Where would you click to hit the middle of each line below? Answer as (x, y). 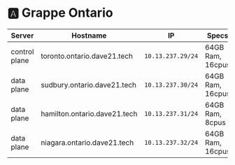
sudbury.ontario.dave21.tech (89, 85)
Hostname (89, 35)
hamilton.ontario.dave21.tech (89, 113)
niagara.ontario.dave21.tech (87, 143)
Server (22, 35)
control (22, 52)
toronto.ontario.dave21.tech (87, 56)
